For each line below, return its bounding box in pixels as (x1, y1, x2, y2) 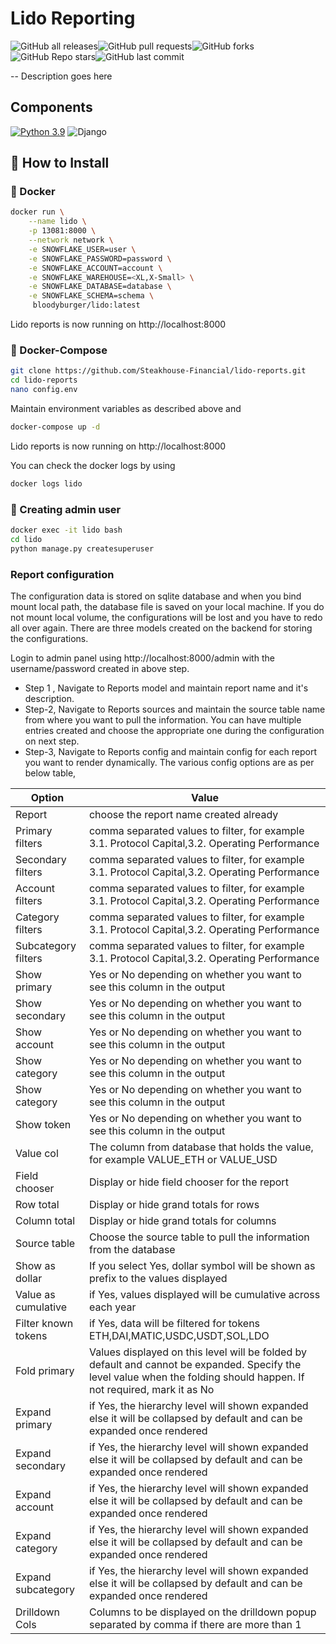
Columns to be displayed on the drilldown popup (88, 1605, 317, 1619)
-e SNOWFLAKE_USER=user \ (28, 244, 137, 254)
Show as (15, 1258, 56, 1272)
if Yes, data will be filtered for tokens (88, 1316, 261, 1330)
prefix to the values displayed (88, 1271, 228, 1285)
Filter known (15, 1316, 74, 1330)
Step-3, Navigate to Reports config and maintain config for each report (24, 745, 318, 757)
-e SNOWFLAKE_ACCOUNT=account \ (28, 263, 163, 273)
